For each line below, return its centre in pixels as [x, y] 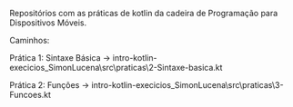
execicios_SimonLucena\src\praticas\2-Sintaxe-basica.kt [116, 68]
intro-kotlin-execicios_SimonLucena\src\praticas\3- [187, 85]
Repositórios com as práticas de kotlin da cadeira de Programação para [144, 13]
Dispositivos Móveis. [48, 23]
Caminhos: [30, 40]
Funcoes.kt [30, 95]
